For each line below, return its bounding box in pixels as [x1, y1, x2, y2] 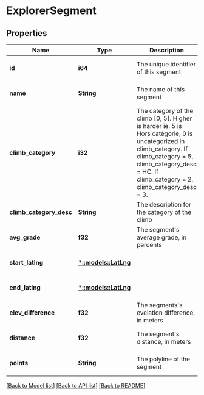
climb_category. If [136, 144, 188, 153]
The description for [136, 201, 191, 208]
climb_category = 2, [136, 175, 194, 183]
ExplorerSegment [6, 4, 97, 18]
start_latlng [9, 258, 44, 266]
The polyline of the [136, 355, 190, 363]
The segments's [136, 301, 183, 309]
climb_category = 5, [136, 152, 194, 160]
